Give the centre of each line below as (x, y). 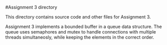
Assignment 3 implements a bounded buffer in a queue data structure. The (83, 26)
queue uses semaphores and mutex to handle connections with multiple (81, 32)
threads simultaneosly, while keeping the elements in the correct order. (80, 37)
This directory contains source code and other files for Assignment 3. (78, 17)
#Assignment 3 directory (31, 7)
